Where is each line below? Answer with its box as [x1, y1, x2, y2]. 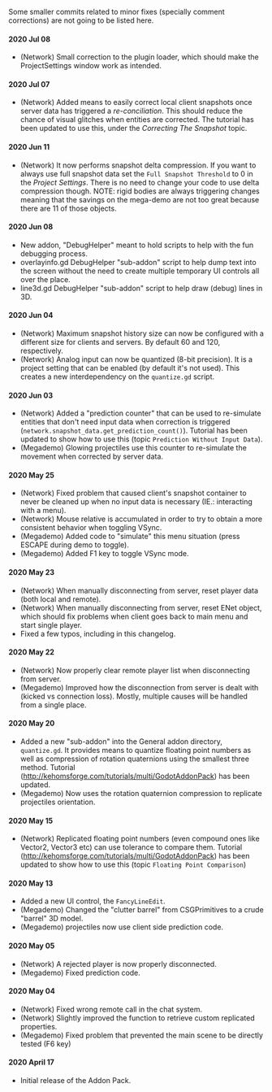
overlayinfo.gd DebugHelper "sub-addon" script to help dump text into [19, 257, 257, 267]
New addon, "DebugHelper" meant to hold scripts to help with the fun [19, 240, 254, 250]
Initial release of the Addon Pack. [19, 1076, 132, 1085]
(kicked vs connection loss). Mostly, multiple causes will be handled [19, 691, 248, 701]
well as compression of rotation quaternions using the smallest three [19, 754, 250, 764]
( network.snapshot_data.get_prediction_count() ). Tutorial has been [19, 426, 248, 436]
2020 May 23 [8, 568, 55, 577]
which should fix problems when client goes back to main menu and [19, 611, 248, 621]
